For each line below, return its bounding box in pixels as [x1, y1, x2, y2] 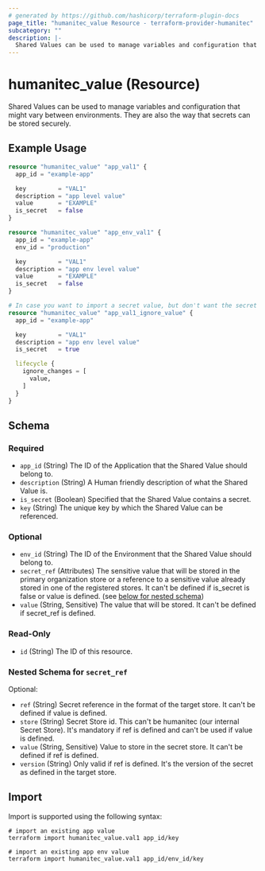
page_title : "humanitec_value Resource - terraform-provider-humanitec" [8, 19, 254, 27]
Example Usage [8, 142, 87, 155]
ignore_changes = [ [22, 367, 87, 375]
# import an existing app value [8, 826, 115, 835]
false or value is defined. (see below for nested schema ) [19, 592, 205, 601]
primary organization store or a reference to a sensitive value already [19, 574, 246, 585]
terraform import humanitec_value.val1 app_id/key [8, 834, 179, 842]
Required [8, 442, 44, 453]
